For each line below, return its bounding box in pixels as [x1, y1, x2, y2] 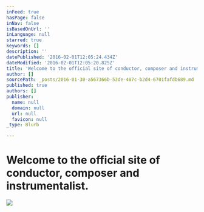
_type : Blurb [6, 122, 39, 128]
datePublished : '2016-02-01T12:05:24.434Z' [6, 54, 118, 60]
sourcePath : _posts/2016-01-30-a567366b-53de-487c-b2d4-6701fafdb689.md [6, 77, 194, 83]
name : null [12, 99, 39, 105]
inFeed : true [6, 9, 39, 15]
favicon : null [12, 116, 47, 122]
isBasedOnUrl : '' [6, 26, 50, 32]
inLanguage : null [6, 32, 50, 38]
